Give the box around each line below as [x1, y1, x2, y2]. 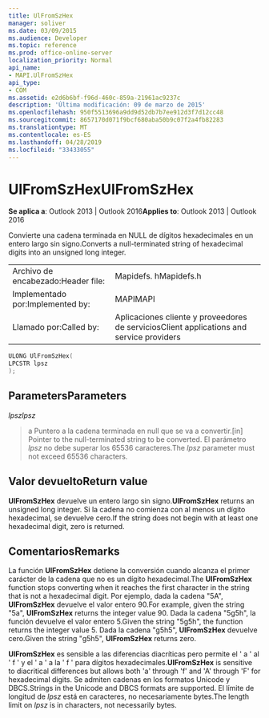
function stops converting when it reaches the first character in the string [8, 583, 250, 592]
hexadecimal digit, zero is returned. [8, 521, 126, 531]
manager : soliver [8, 19, 66, 27]
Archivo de [12, 266, 54, 277]
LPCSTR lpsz [8, 359, 48, 368]
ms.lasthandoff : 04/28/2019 [8, 138, 102, 146]
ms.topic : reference [8, 42, 78, 50]
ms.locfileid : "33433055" [8, 146, 94, 154]
